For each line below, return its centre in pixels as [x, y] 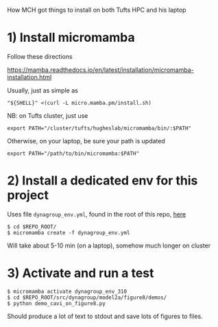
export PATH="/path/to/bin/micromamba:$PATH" [73, 154]
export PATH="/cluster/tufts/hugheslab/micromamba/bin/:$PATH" [99, 128]
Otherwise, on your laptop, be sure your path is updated [86, 141]
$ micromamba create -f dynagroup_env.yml [69, 232]
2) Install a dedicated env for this [102, 181]
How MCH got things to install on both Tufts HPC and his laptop [97, 10]
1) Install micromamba [71, 38]
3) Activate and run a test [81, 273]
